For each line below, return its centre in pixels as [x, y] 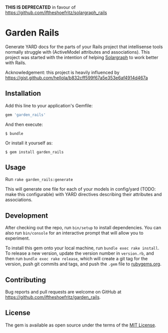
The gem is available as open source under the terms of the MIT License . [81, 325]
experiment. [18, 238]
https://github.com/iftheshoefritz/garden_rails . [53, 297]
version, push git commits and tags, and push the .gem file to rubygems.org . [83, 264]
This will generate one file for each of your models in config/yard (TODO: [81, 189]
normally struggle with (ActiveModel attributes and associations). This [78, 52]
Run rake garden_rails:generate [39, 180]
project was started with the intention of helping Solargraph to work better [82, 57]
